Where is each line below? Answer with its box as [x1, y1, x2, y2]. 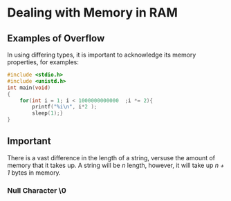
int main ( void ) [7, 84, 51, 91]
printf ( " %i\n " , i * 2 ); [32, 104, 98, 111]
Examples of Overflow [7, 32, 105, 44]
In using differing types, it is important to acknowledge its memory [7, 50, 196, 59]
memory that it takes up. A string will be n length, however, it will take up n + [7, 161, 225, 169]
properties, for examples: [7, 58, 80, 66]
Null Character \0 [7, 185, 67, 195]
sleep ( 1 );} [32, 110, 64, 117]
